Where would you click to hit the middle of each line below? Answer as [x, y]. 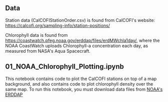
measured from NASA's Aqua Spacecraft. [48, 51]
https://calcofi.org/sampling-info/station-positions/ [57, 25]
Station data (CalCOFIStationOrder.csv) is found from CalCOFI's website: [80, 20]
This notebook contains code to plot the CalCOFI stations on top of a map [81, 79]
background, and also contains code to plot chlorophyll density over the [79, 84]
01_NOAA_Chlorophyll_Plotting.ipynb [64, 67]
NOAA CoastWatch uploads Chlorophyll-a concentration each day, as [77, 46]
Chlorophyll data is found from [36, 35]
